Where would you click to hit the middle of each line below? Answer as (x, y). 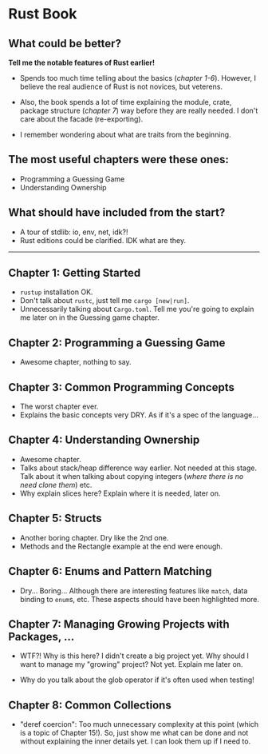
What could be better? (65, 44)
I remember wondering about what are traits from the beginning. (125, 134)
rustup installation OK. (56, 292)
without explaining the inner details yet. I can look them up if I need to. (135, 741)
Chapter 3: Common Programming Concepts (122, 387)
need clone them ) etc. (56, 485)
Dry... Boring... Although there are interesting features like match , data (134, 590)
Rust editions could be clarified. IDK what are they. (103, 240)
